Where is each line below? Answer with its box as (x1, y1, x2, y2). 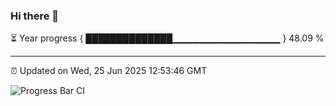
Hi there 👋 (10, 9, 60, 23)
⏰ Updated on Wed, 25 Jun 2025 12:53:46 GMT (10, 65, 208, 77)
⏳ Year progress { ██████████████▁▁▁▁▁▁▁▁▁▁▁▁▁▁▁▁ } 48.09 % (10, 32, 325, 44)
